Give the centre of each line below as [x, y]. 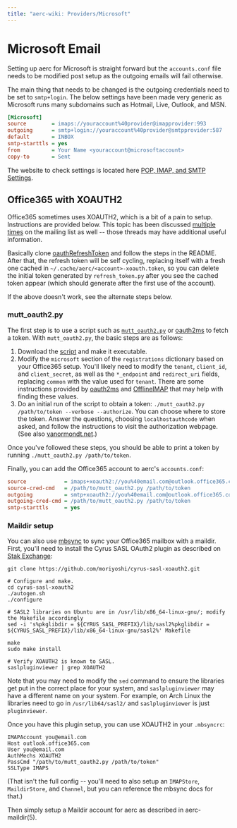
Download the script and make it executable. [82, 351]
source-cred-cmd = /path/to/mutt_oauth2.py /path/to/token [99, 488]
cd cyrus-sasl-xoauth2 [41, 587]
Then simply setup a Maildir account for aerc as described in [96, 810]
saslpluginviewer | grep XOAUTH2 [56, 668]
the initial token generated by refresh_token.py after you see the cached [113, 275]
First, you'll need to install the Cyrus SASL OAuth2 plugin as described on [114, 549]
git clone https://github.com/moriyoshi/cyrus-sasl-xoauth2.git [104, 569]
